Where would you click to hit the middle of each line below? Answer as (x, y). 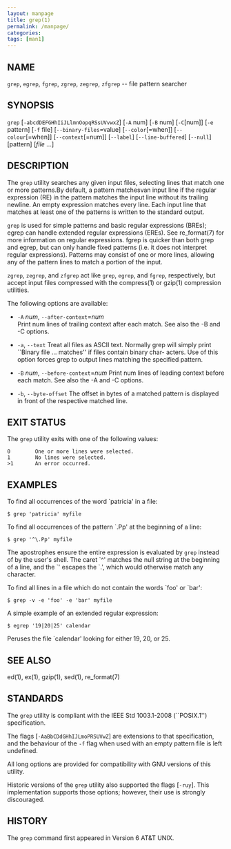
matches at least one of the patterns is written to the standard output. (106, 212)
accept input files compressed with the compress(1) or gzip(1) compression (114, 282)
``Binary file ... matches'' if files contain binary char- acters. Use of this (118, 352)
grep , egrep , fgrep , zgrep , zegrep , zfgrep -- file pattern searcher (97, 84)
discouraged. (26, 799)
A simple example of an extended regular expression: (83, 613)
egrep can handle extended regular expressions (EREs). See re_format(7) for (116, 233)
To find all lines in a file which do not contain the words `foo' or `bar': (105, 588)
